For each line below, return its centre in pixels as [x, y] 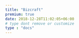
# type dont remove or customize [40, 23]
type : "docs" [20, 28]
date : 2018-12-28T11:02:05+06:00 [40, 19]
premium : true [20, 14]
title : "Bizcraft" [24, 10]
